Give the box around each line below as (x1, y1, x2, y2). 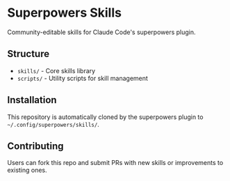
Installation (7, 94, 57, 106)
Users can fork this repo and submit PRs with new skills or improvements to (7, 159, 224, 167)
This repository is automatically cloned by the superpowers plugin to (7, 113, 204, 121)
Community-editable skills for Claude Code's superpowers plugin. (7, 28, 196, 36)
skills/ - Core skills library (17, 66, 96, 74)
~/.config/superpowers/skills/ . (7, 120, 99, 128)
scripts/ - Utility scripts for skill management (17, 74, 148, 82)
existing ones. (7, 166, 47, 175)
